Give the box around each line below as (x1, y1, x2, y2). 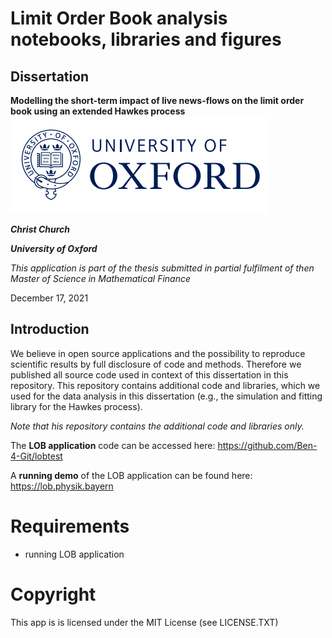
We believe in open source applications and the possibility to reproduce (10, 347, 306, 359)
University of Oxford (10, 243, 98, 254)
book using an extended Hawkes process (10, 105, 186, 117)
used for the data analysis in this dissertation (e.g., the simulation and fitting (10, 390, 323, 402)
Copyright (10, 583, 97, 606)
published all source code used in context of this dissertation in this (10, 368, 289, 381)
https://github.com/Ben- (217, 439, 318, 451)
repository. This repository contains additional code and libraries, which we (10, 379, 321, 391)
